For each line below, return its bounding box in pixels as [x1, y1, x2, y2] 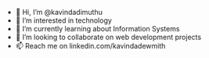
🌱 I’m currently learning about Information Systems [15, 24, 180, 33]
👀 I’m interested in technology [15, 16, 112, 25]
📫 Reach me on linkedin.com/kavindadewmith [15, 42, 166, 50]
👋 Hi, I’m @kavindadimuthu [15, 8, 103, 16]
